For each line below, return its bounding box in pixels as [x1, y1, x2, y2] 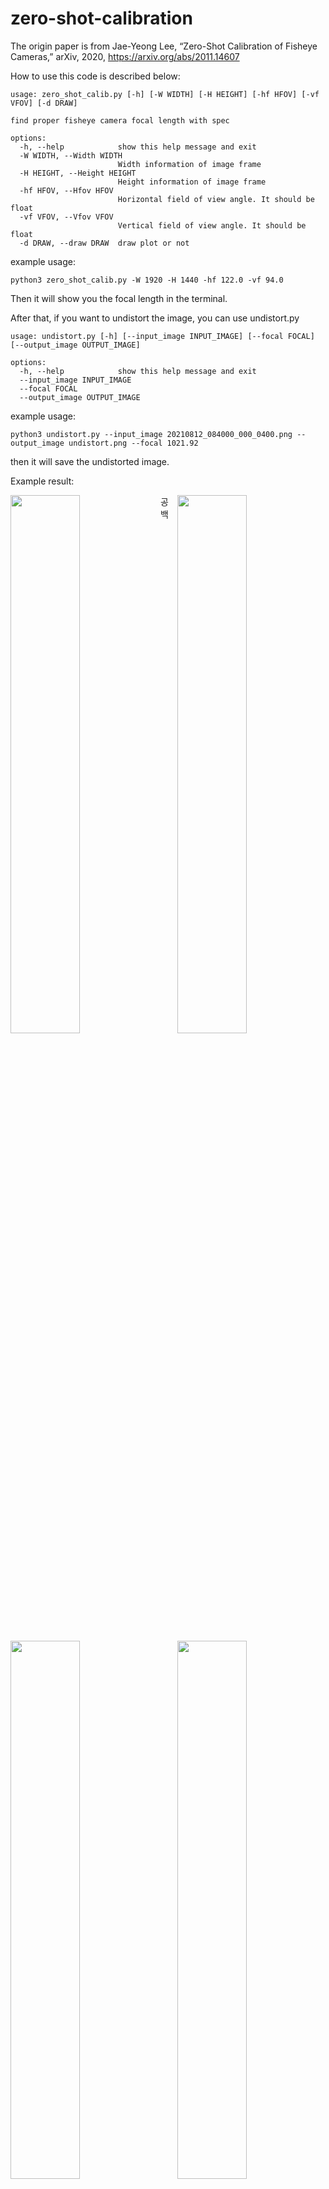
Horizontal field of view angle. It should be [117, 194, 315, 204]
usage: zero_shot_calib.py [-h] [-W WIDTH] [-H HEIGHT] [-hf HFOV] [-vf [10, 89, 320, 99]
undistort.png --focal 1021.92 [68, 438, 199, 448]
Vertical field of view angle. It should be [117, 220, 307, 231]
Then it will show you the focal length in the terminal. [10, 292, 228, 304]
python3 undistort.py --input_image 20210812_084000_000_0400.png [10, 429, 293, 439]
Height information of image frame [117, 177, 267, 187]
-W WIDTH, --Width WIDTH [19, 150, 123, 161]
